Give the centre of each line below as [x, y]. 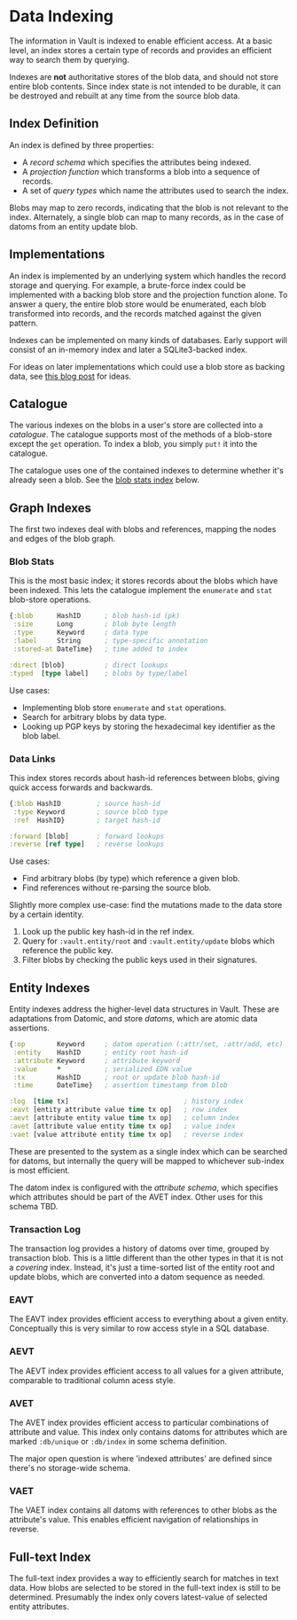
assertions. [30, 1028]
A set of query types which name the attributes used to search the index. [155, 190]
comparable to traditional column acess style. [92, 1380]
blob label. [41, 736]
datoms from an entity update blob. [74, 226]
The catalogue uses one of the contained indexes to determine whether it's [146, 471]
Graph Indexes [50, 508]
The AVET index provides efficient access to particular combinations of [139, 1422]
